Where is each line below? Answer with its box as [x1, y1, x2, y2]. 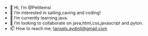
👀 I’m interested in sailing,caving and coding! [9, 10, 101, 16]
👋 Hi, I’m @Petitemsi [9, 5, 51, 10]
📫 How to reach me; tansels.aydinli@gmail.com [9, 26, 108, 31]
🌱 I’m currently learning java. [9, 15, 68, 20]
